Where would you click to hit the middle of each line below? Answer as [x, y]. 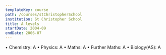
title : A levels [22, 24]
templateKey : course [27, 10]
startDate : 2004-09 [26, 28]
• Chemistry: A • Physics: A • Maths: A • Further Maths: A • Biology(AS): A [83, 47]
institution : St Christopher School [44, 19]
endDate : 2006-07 [23, 33]
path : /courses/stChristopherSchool [44, 14]
